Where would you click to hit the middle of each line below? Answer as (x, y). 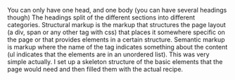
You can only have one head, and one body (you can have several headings (117, 10)
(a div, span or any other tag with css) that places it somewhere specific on (116, 32)
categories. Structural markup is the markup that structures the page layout (117, 25)
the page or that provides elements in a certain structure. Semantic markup (116, 40)
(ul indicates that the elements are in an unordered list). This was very (108, 54)
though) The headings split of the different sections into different (101, 17)
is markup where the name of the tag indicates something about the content (118, 47)
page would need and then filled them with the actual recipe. (95, 69)
